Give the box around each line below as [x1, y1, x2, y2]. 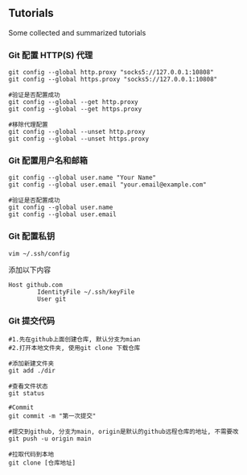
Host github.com [8, 281, 63, 289]
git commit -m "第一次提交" [8, 412, 97, 420]
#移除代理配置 [8, 121, 48, 129]
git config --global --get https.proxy [8, 105, 142, 114]
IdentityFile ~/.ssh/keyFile [37, 288, 135, 296]
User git [37, 294, 67, 303]
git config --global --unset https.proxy [8, 135, 150, 144]
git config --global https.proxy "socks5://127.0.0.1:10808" [8, 76, 218, 84]
